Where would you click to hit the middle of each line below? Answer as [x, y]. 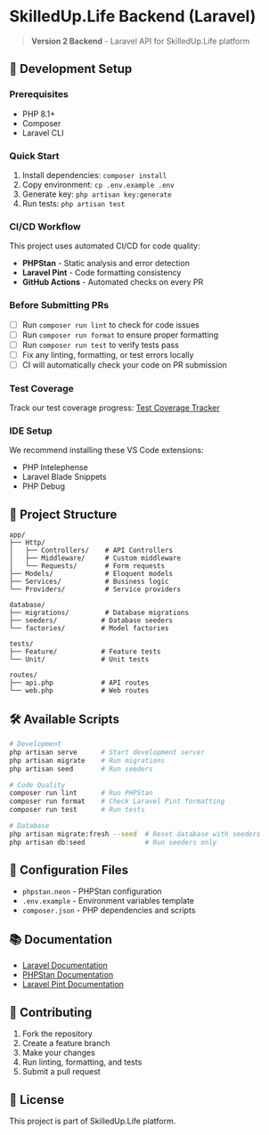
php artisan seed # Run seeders [81, 769]
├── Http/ [28, 543]
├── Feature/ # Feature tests [86, 652]
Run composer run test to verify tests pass [101, 345]
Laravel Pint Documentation [73, 985]
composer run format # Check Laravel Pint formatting [117, 802]
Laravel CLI [43, 133]
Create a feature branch [66, 1043]
